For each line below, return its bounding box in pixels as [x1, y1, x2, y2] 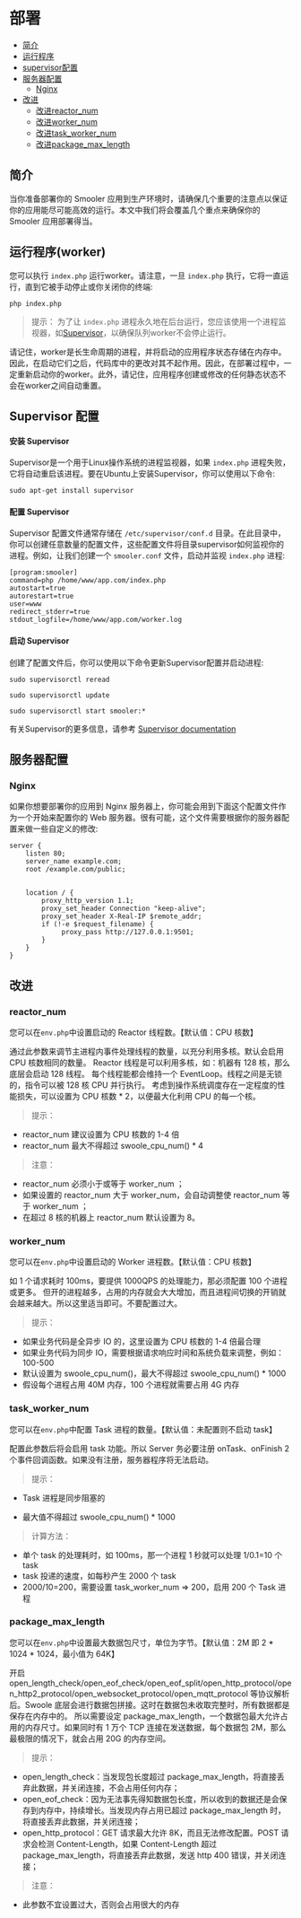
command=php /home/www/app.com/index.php [9, 576, 167, 585]
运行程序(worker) [9, 244, 106, 260]
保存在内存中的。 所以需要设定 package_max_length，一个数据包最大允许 [9, 1711, 280, 1721]
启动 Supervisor [9, 635, 70, 646]
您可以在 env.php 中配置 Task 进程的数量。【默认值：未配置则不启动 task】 [9, 1423, 278, 1434]
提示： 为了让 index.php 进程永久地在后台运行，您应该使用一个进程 [30, 316, 279, 327]
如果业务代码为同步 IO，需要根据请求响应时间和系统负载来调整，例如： [21, 1347, 285, 1358]
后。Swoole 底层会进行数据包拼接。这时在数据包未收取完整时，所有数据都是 [9, 1699, 290, 1710]
